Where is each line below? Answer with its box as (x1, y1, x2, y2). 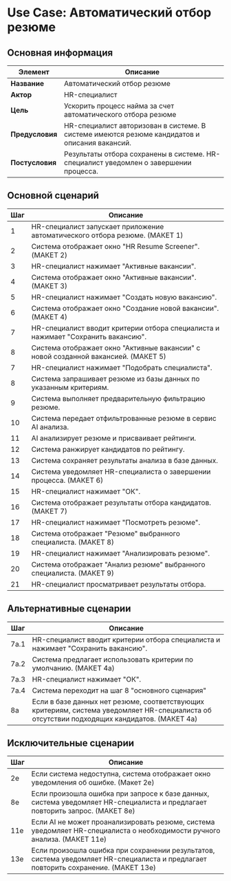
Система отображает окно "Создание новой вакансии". (31, 303, 219, 313)
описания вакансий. (64, 138, 132, 147)
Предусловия (10, 129, 58, 139)
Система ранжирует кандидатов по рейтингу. (31, 444, 186, 454)
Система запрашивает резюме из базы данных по (31, 373, 200, 383)
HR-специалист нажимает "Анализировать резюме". (31, 548, 210, 558)
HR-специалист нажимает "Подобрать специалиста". (31, 362, 212, 372)
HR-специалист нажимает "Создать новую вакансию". (31, 292, 217, 302)
